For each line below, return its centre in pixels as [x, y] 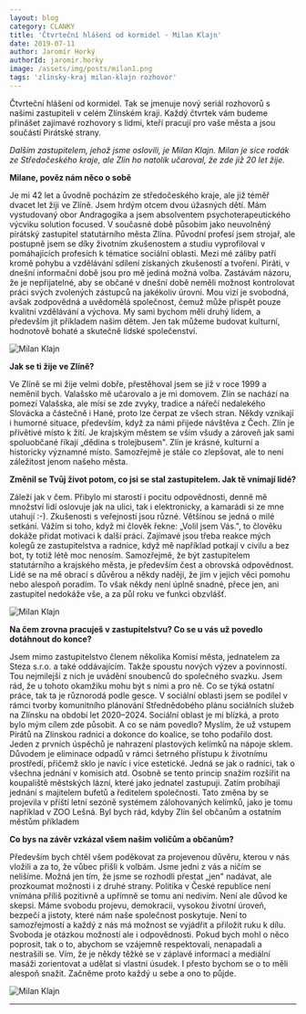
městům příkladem [45, 821]
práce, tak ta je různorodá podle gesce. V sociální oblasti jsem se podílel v [149, 695]
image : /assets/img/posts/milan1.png [81, 69]
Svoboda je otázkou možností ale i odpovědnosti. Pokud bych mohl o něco [149, 934]
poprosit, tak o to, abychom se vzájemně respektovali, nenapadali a [136, 944]
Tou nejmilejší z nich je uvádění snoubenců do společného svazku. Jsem [146, 675]
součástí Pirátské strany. [56, 132]
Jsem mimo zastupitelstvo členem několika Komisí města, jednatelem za [145, 656]
